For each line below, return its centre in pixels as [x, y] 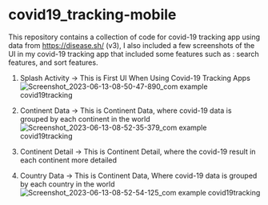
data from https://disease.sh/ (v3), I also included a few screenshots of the [132, 45]
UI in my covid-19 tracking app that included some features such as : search [134, 54]
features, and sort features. [53, 62]
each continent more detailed [68, 160]
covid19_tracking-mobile [92, 15]
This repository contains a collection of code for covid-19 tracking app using [134, 37]
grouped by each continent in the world [85, 119]
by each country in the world [67, 184]
